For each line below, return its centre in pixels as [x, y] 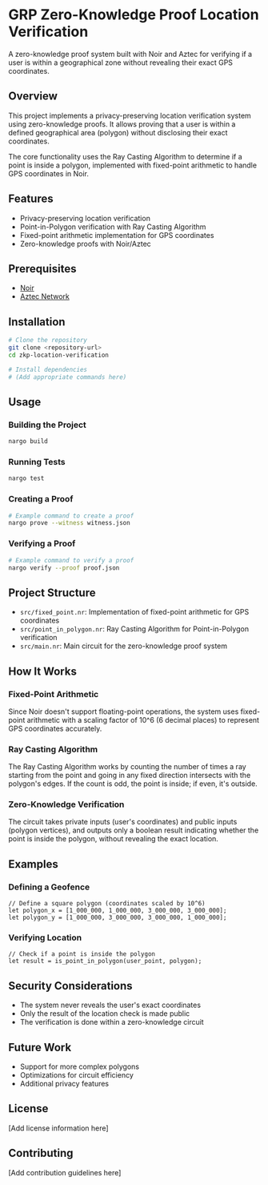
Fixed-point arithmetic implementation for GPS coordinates [117, 235]
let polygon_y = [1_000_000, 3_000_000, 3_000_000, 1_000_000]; [118, 918]
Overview [33, 97]
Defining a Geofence [49, 887]
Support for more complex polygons [80, 1066]
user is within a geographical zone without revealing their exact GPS [121, 62]
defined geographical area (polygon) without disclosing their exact [118, 132]
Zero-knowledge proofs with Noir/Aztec [86, 244]
